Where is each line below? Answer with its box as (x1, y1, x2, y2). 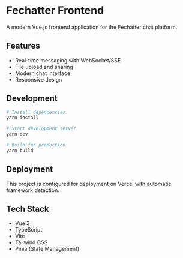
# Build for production (6, 142, 66, 148)
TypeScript (14, 226, 43, 233)
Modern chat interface (14, 70, 71, 77)
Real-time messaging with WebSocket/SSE (14, 56, 121, 64)
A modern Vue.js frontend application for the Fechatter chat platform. (6, 23, 178, 31)
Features (6, 41, 40, 51)
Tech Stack (6, 204, 49, 214)
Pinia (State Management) (14, 245, 80, 253)
